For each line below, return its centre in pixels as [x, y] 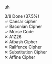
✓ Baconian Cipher [23, 26]
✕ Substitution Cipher [26, 52]
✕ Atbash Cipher [21, 42]
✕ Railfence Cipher [23, 47]
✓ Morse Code [19, 32]
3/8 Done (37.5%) [22, 16]
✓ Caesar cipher [21, 21]
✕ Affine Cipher [20, 57]
